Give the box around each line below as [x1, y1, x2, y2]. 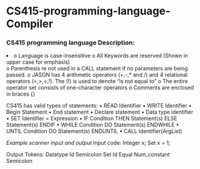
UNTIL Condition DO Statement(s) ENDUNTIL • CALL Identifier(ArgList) [6, 128, 183, 135]
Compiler [6, 17, 53, 31]
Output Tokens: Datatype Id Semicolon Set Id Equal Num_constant [6, 151, 170, 158]
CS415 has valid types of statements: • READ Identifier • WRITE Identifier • [6, 102, 192, 109]
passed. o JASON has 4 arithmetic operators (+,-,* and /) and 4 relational [6, 71, 188, 79]
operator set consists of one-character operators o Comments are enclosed [6, 84, 194, 91]
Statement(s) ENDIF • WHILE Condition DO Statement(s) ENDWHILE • [6, 121, 180, 129]
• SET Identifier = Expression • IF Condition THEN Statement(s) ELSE [6, 115, 177, 122]
